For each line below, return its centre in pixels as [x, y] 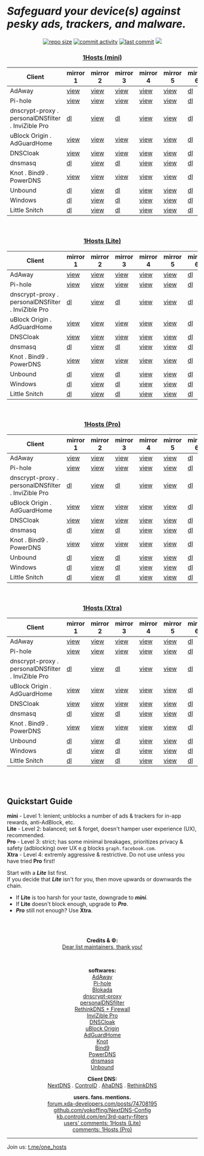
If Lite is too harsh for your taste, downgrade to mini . [81, 897]
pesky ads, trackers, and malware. [97, 24]
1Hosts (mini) [102, 57]
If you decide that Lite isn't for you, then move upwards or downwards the [99, 879]
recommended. [26, 835]
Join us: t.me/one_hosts [37, 1147]
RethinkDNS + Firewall [102, 1009]
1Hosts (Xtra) [102, 607]
